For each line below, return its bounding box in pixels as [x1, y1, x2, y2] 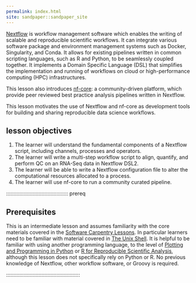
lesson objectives [6, 125, 72, 135]
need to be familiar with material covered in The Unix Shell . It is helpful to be [6, 235, 190, 242]
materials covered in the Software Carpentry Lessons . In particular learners [6, 229, 188, 236]
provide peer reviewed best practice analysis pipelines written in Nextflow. [6, 91, 185, 98]
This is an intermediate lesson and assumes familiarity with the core [6, 223, 170, 230]
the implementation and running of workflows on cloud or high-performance [6, 67, 190, 74]
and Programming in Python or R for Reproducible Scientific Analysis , [6, 247, 174, 255]
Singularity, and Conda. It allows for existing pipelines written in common [6, 49, 182, 56]
